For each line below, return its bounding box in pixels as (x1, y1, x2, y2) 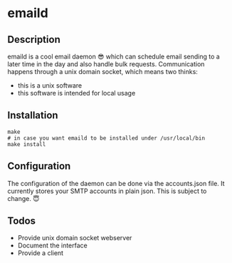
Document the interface (17, 241, 88, 250)
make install (7, 140, 46, 148)
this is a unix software (17, 81, 83, 90)
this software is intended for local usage (17, 89, 136, 97)
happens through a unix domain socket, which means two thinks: (7, 68, 198, 76)
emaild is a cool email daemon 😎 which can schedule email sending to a (7, 52, 221, 61)
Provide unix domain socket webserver (17, 234, 132, 242)
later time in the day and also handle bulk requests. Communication (7, 60, 205, 68)
